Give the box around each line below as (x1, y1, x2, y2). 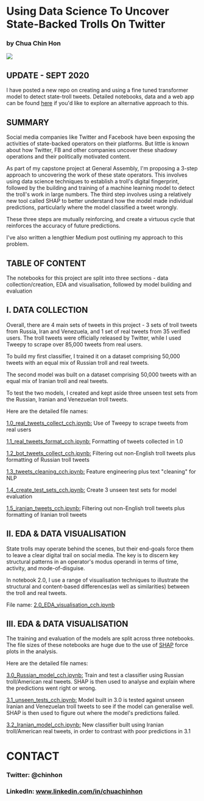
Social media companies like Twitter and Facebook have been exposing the (6, 133, 195, 141)
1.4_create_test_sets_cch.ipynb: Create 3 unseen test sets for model (6, 486, 177, 493)
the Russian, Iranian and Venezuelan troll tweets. (6, 395, 128, 403)
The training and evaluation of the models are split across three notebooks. (6, 635, 195, 642)
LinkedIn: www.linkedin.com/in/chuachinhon (6, 787, 143, 796)
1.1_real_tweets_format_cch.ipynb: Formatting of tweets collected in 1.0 (6, 437, 183, 445)
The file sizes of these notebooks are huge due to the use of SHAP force (6, 642, 189, 649)
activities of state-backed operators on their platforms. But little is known (6, 140, 189, 147)
